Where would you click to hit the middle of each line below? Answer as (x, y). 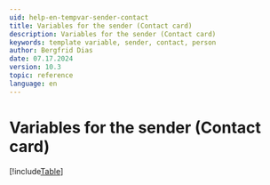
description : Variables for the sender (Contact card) (113, 34)
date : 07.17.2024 (41, 59)
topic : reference (41, 76)
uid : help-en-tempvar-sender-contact (79, 17)
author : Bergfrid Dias (51, 51)
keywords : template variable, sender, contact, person (113, 42)
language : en (33, 84)
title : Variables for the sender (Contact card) (101, 26)
